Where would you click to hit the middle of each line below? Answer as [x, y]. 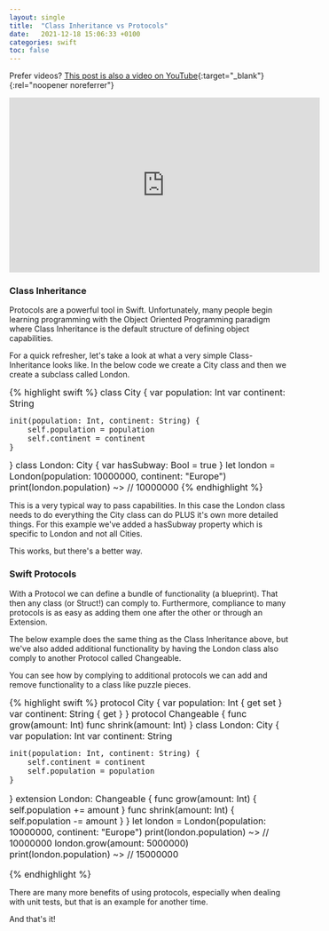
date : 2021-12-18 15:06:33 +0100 [75, 34]
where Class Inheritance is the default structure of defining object [129, 329]
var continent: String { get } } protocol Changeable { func [128, 713]
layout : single [37, 17]
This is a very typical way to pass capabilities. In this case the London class [147, 505]
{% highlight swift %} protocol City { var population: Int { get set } [146, 703]
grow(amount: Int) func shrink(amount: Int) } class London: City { [144, 725]
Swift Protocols [43, 574]
